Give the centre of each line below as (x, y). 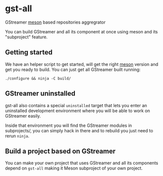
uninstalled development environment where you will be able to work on (78, 111)
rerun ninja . (17, 136)
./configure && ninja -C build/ (38, 78)
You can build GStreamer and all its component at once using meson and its (81, 31)
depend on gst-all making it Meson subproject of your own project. (74, 168)
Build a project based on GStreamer (60, 151)
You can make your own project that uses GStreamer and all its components (81, 163)
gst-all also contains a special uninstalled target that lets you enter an (76, 105)
